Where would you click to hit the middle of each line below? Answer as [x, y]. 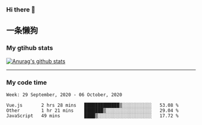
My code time [26, 82]
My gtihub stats [30, 48]
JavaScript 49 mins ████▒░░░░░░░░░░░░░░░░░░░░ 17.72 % [93, 116]
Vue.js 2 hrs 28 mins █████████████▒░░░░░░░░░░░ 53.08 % [93, 105]
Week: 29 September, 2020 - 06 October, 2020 [64, 95]
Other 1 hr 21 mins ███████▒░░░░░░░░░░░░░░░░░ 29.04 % [93, 111]
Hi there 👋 [21, 10]
